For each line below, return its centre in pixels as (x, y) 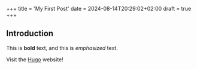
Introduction (30, 34)
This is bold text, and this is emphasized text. (62, 48)
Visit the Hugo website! (35, 59)
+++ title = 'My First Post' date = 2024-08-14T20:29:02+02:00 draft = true (99, 9)
